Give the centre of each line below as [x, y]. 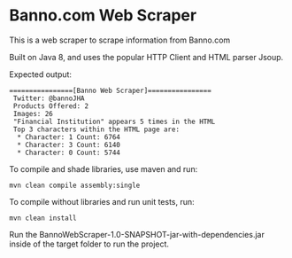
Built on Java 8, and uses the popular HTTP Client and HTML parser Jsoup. [146, 57]
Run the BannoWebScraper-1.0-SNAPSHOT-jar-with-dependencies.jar [137, 234]
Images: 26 [33, 113]
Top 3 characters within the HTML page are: [96, 129]
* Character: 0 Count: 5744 [69, 152]
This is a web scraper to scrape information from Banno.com [120, 40]
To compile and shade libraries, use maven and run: [104, 168]
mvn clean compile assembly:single [75, 185]
